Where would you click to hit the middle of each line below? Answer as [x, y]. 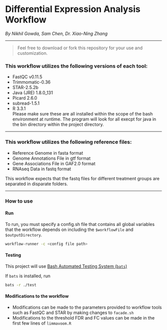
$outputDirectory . [24, 234]
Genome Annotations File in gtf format [51, 158]
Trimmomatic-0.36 [31, 82]
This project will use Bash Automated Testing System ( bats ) [66, 266]
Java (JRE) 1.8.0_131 [33, 93]
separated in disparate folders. [37, 184]
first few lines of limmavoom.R [42, 323]
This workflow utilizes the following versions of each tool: [77, 66]
